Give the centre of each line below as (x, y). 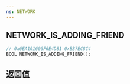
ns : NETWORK (21, 11)
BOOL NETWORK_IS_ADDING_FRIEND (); (49, 54)
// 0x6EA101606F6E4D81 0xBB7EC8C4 (49, 49)
